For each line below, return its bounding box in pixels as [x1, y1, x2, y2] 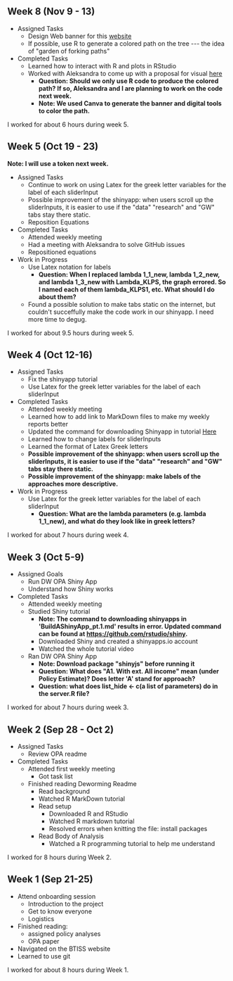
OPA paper [27, 937, 60, 945]
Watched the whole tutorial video [38, 645, 135, 653]
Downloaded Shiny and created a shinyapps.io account [38, 637, 199, 646]
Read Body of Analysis [38, 832, 104, 840]
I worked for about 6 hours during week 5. [7, 120, 129, 129]
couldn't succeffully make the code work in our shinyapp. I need [27, 308, 214, 316]
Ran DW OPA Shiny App [27, 652, 97, 661]
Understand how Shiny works [27, 585, 114, 593]
